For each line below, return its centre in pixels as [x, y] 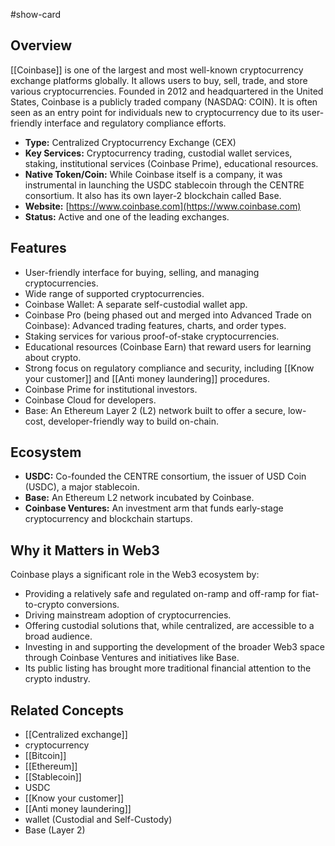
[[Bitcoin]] [45, 756]
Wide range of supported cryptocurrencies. [114, 293]
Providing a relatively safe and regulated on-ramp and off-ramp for [162, 594]
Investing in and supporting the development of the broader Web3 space [174, 647]
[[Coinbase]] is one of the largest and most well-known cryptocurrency [157, 70]
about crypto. [53, 357]
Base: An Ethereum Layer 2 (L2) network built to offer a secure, [155, 410]
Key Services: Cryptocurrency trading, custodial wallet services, [158, 153]
